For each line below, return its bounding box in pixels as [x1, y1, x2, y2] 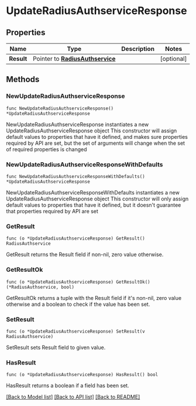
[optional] [160, 54, 187, 63]
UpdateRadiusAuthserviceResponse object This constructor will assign [6, 127, 177, 134]
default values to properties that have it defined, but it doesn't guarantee [6, 201, 181, 209]
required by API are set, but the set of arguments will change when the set [6, 139, 185, 146]
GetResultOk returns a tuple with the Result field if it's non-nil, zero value [6, 294, 182, 301]
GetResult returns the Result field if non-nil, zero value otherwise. [6, 251, 164, 258]
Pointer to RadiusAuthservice [33, 54, 116, 63]
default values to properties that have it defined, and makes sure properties [6, 133, 188, 140]
